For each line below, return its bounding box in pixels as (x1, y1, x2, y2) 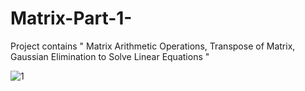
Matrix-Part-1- (10, 7, 133, 30)
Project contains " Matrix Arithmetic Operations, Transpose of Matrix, (10, 40, 296, 52)
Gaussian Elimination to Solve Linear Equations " (10, 50, 210, 62)
